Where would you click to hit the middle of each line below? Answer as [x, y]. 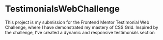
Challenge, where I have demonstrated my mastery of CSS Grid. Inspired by [82, 27]
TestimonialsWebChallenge [63, 9]
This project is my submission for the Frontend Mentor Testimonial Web [77, 22]
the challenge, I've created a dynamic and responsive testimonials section [80, 32]
